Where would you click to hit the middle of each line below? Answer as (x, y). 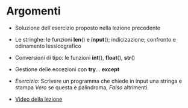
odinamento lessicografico (48, 46)
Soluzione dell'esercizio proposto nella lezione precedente (88, 28)
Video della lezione (39, 99)
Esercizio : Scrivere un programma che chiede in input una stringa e (99, 81)
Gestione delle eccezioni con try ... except (67, 69)
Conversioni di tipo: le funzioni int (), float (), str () (75, 57)
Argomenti (33, 11)
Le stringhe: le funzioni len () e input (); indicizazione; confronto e (96, 39)
